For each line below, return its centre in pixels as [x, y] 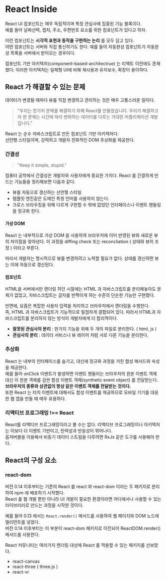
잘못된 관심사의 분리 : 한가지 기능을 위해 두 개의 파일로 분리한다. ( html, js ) [84, 329]
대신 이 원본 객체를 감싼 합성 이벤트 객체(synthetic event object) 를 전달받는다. [82, 380]
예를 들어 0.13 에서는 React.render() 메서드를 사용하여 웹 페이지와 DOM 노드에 [82, 516]
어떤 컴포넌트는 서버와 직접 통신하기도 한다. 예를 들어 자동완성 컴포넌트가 [75, 46]
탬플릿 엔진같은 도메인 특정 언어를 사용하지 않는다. [61, 198]
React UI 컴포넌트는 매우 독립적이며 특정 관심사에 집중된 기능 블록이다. [73, 23]
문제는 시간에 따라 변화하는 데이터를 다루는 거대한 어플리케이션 [88, 117]
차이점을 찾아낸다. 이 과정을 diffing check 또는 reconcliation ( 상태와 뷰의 [82, 242]
